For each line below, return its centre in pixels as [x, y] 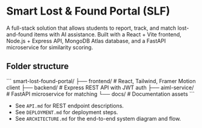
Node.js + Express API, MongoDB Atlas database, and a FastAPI [86, 41]
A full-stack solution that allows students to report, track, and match [91, 28]
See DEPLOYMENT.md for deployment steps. [66, 112]
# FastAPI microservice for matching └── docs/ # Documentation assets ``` [101, 94]
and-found [20, 34]
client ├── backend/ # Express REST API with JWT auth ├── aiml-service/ [100, 87]
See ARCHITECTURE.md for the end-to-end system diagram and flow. [98, 118]
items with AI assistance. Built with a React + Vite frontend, [108, 34]
